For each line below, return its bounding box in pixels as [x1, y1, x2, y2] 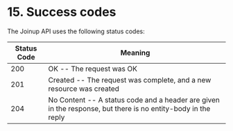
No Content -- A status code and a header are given [48, 95, 221, 105]
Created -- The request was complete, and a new [48, 75, 212, 85]
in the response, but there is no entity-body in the [48, 103, 211, 113]
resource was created [48, 84, 120, 94]
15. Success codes [7, 4, 116, 20]
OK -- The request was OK [48, 64, 137, 73]
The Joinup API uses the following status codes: [7, 27, 146, 35]
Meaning [120, 48, 150, 58]
